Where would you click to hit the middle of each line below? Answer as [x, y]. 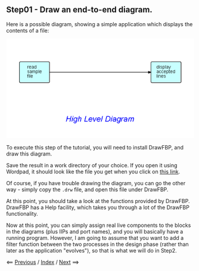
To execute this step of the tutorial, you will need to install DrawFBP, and [95, 148]
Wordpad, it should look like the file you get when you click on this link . [93, 172]
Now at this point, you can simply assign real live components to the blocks [99, 225]
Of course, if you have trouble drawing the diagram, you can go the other [96, 183]
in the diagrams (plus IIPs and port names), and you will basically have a [95, 232]
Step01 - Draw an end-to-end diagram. [80, 10]
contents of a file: [28, 30]
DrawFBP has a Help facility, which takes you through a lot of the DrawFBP [98, 207]
